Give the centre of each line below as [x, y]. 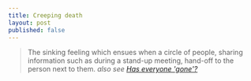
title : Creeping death [45, 15]
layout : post [30, 23]
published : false [37, 30]
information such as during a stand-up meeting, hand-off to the [131, 61]
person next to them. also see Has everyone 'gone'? [112, 69]
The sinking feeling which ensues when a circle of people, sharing [135, 53]
